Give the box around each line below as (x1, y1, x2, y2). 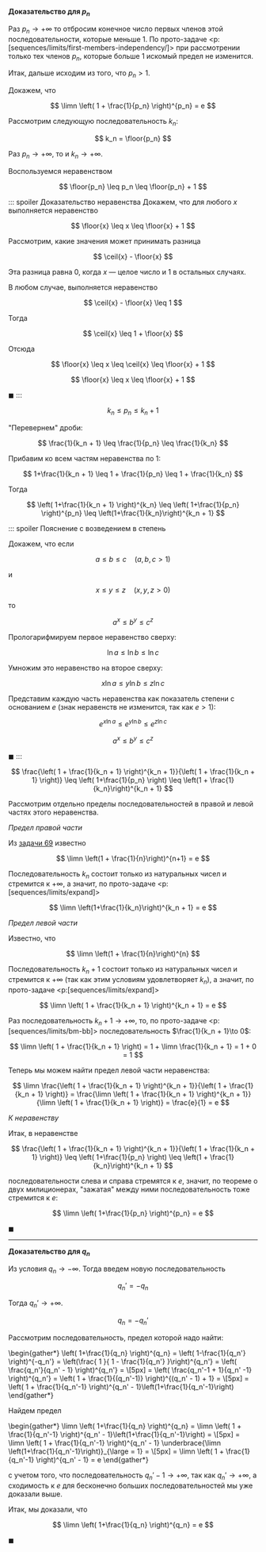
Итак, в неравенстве (8, 1128, 78, 1138)
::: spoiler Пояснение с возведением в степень (8, 523, 166, 533)
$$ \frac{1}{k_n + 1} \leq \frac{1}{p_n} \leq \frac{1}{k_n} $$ (37, 438, 229, 448)
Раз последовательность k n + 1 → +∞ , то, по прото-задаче (8, 1015, 207, 1027)
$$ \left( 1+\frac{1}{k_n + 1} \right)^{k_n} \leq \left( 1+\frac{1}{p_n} (26, 499, 240, 509)
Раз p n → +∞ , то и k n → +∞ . (8, 148, 103, 160)
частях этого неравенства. (8, 807, 99, 817)
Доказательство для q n (8, 1246, 90, 1257)
